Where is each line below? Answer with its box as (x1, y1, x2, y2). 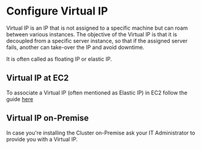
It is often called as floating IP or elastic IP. (6, 55, 112, 62)
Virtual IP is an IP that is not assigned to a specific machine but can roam (6, 24, 188, 31)
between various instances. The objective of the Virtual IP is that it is (6, 30, 177, 38)
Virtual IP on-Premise (6, 113, 89, 124)
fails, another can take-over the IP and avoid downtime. (6, 44, 145, 51)
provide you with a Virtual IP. (6, 135, 78, 143)
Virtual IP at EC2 (6, 73, 69, 83)
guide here (6, 95, 33, 102)
